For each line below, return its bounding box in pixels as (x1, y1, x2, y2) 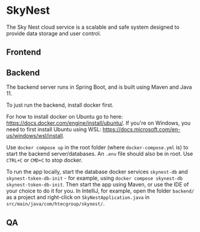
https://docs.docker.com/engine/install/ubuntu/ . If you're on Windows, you (6, 119, 191, 126)
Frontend (6, 47, 41, 58)
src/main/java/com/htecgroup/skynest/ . (6, 200, 105, 207)
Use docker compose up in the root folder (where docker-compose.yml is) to (6, 144, 189, 151)
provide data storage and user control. (6, 29, 102, 37)
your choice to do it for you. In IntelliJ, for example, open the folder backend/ (6, 187, 195, 195)
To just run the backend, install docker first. (6, 101, 114, 109)
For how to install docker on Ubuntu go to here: (6, 113, 123, 120)
